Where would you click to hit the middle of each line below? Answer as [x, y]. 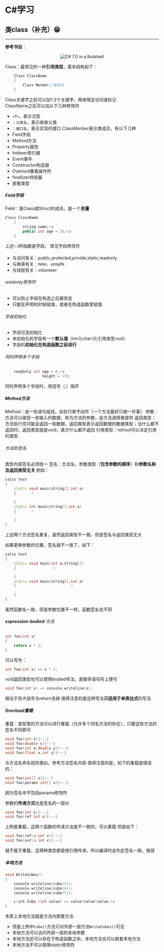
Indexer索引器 [26, 152]
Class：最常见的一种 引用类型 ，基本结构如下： [51, 67]
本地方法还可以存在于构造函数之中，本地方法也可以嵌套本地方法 [76, 939]
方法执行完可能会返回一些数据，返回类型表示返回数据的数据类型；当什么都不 [82, 424]
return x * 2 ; [28, 646]
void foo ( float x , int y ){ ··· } [36, 753]
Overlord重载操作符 [32, 171]
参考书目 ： [16, 47]
